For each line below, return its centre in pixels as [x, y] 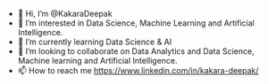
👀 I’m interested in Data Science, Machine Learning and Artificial [136, 23]
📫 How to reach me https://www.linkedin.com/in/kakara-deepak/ [138, 70]
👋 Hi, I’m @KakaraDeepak [65, 14]
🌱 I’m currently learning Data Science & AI [95, 42]
